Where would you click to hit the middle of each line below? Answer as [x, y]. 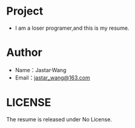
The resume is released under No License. [59, 119]
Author [24, 52]
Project [25, 11]
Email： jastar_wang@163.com [53, 78]
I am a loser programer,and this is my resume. [72, 28]
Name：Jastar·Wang [41, 70]
